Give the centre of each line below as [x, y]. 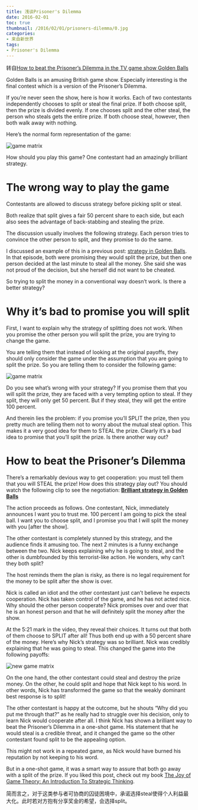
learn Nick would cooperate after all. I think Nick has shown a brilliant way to [99, 720]
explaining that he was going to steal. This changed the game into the [91, 648]
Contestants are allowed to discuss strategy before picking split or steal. [94, 204]
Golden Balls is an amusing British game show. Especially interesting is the [97, 79]
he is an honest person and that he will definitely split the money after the [95, 611]
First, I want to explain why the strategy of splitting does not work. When [95, 328]
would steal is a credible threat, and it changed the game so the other [91, 733]
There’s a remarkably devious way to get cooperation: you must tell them [95, 477]
